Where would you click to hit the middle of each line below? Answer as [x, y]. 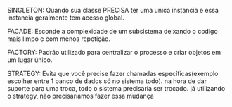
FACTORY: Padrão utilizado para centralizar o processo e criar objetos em [114, 52]
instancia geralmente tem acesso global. [66, 18]
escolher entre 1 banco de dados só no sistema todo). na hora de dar [107, 81]
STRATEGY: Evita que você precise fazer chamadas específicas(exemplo [113, 74]
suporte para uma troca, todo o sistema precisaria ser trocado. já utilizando [116, 88]
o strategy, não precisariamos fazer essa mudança [81, 96]
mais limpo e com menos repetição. [59, 39]
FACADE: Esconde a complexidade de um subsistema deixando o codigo [112, 31]
